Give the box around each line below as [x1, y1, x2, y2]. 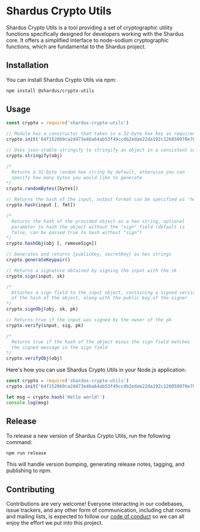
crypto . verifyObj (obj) [6, 355, 62, 362]
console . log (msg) [6, 399, 49, 405]
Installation [6, 60, 49, 70]
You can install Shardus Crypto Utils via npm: [6, 76, 117, 83]
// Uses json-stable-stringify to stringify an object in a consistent [6, 147, 187, 153]
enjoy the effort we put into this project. [6, 519, 103, 527]
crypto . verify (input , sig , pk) [6, 322, 84, 328]
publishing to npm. [6, 467, 52, 474]
